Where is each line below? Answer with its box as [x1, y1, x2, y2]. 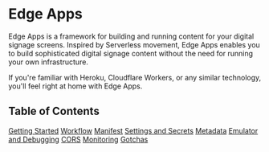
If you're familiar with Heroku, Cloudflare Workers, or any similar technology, [8, 72, 262, 82]
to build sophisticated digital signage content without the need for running [8, 48, 254, 58]
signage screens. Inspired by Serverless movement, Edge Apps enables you [8, 39, 261, 49]
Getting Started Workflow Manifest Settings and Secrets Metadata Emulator [8, 125, 259, 135]
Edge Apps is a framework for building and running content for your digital [8, 31, 255, 41]
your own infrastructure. [8, 57, 88, 67]
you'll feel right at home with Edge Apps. [8, 81, 143, 91]
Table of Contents [8, 105, 100, 118]
